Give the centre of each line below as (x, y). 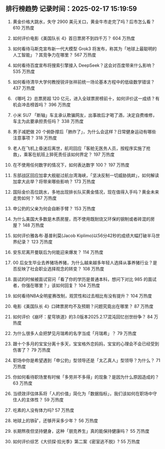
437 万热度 (24, 88)
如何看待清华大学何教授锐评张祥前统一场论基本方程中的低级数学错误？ (84, 82)
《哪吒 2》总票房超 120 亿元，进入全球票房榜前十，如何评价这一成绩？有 (86, 98)
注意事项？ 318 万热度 (35, 138)
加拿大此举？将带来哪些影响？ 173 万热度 (54, 181)
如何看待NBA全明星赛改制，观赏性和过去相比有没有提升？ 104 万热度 (82, 296)
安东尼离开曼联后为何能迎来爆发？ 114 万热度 (58, 252)
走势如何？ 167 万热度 (35, 198)
